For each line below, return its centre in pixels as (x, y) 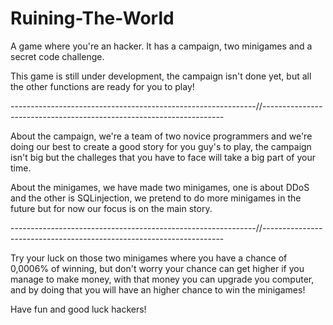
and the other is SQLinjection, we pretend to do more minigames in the (156, 198)
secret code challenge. (57, 56)
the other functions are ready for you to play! (102, 86)
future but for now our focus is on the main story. (111, 208)
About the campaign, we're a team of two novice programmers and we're (161, 136)
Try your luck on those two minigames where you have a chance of (149, 258)
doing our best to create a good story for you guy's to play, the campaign (161, 146)
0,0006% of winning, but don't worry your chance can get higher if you (157, 268)
